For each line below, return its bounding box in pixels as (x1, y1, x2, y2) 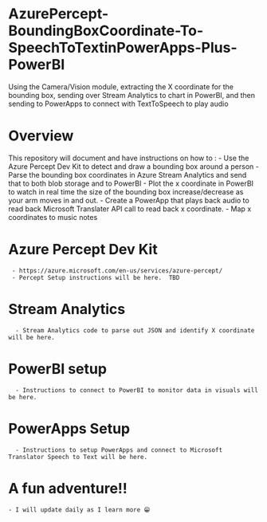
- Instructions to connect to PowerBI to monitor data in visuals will (15, 386, 259, 394)
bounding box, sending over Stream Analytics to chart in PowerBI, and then (8, 90, 255, 100)
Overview (8, 127, 74, 145)
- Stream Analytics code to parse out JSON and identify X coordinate (15, 326, 255, 335)
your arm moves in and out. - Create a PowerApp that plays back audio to (8, 195, 249, 205)
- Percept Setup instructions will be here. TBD (11, 273, 180, 281)
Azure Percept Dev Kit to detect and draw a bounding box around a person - (8, 161, 259, 171)
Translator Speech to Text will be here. (8, 453, 148, 461)
